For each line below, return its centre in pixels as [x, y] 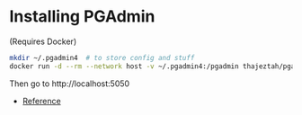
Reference [41, 101]
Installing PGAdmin [82, 17]
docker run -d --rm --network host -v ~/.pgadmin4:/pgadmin [124, 66]
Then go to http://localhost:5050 [70, 84]
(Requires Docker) [43, 41]
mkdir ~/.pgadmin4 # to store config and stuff [102, 57]
